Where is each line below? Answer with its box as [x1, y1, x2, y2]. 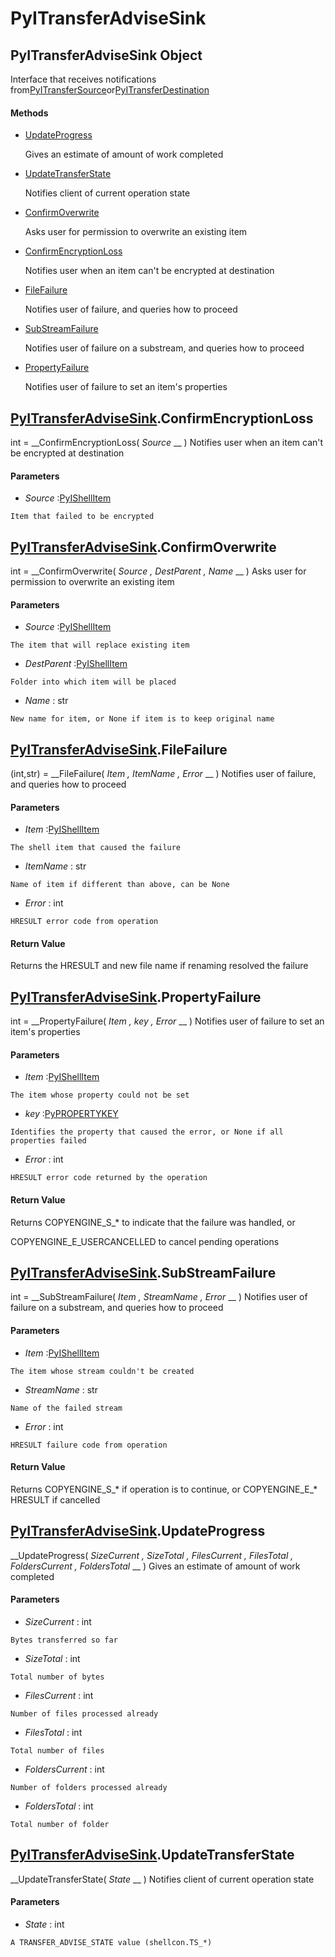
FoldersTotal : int [24, 1800, 94, 1812]
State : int [24, 1918, 65, 1930]
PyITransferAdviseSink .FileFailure [10, 741, 228, 758]
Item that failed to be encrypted [10, 512, 155, 522]
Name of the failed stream [10, 1403, 123, 1413]
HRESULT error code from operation [10, 917, 159, 927]
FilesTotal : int [24, 1726, 83, 1738]
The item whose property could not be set [10, 1090, 190, 1101]
